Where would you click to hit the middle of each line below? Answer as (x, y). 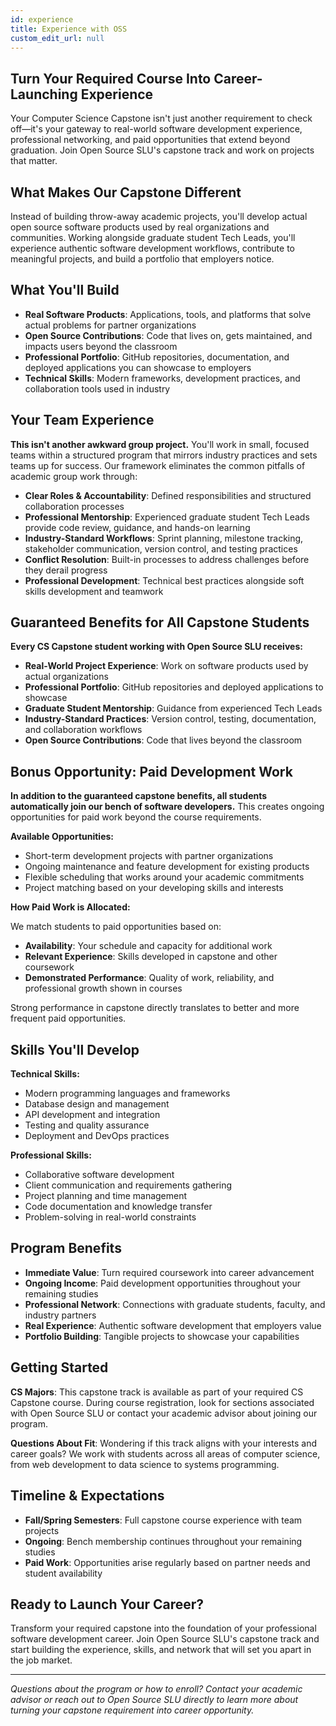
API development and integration (92, 1115)
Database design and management (97, 1104)
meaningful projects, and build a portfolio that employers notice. (142, 259)
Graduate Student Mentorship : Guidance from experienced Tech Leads (173, 708)
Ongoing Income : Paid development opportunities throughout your (163, 1283)
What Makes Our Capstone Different (126, 192)
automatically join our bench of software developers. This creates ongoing (167, 807)
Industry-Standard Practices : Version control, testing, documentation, (170, 719)
